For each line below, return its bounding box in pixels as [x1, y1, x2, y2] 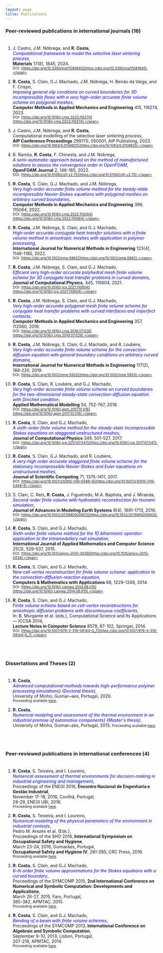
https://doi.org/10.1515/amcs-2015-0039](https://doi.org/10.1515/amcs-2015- [22, 551, 149, 556]
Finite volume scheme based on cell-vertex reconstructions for [12, 603, 139, 608]
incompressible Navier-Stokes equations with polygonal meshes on [12, 191, 148, 197]
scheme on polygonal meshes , [12, 99, 74, 105]
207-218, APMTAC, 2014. [12, 938, 63, 944]
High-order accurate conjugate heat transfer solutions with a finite [12, 230, 147, 236]
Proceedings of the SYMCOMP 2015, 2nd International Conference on [12, 878, 155, 884]
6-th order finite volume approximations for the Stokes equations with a [12, 867, 157, 874]
